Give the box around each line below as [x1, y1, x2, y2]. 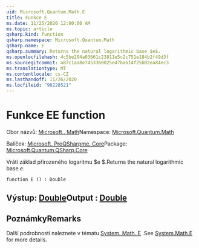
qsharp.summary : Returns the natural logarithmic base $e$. [6, 49, 161, 55]
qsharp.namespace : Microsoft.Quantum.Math [6, 37, 115, 43]
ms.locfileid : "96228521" [6, 82, 71, 89]
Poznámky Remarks [6, 213, 82, 224]
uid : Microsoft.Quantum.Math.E [6, 8, 85, 15]
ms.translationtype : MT [6, 65, 67, 72]
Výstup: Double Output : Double [6, 193, 128, 203]
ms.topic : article [6, 25, 53, 32]
